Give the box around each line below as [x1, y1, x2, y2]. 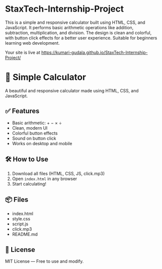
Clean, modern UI [12, 125, 48, 131]
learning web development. [5, 40, 60, 46]
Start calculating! [12, 181, 47, 186]
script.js [12, 221, 28, 227]
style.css [12, 216, 31, 222]
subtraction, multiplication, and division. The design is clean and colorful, [5, 30, 152, 35]
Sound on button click [12, 135, 56, 141]
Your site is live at [5, 50, 40, 55]
